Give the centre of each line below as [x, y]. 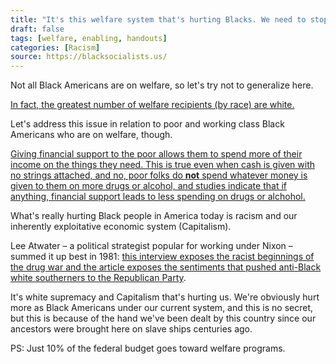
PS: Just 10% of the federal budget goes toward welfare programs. [148, 348]
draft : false [37, 29]
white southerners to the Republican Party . [98, 278]
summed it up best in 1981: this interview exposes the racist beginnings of [162, 257]
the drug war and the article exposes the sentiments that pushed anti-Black [166, 267]
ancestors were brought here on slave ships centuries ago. [131, 329]
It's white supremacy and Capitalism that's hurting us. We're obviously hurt [165, 297]
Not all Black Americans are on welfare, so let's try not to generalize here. [162, 85]
